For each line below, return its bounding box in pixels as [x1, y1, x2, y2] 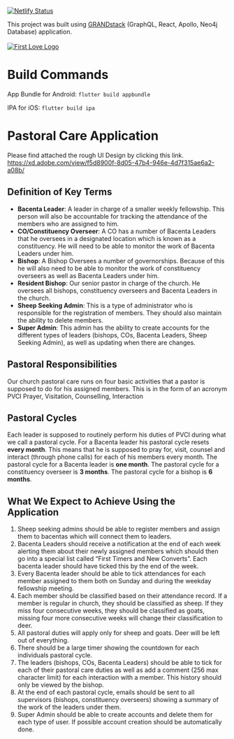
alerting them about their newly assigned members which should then [17, 547, 219, 555]
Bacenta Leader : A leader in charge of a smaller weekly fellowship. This [17, 205, 225, 213]
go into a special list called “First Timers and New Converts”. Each [17, 555, 207, 563]
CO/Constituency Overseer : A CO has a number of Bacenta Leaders [17, 227, 217, 235]
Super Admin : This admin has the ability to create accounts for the [17, 323, 210, 332]
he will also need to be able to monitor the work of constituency [17, 264, 201, 272]
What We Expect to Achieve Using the [7, 495, 176, 507]
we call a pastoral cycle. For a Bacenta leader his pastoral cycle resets [7, 438, 210, 446]
